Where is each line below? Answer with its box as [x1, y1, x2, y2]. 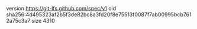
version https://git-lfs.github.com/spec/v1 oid [6, 5, 117, 12]
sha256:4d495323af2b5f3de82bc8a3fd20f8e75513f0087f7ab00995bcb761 [6, 11, 192, 18]
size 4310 [31, 17, 55, 24]
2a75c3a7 [6, 17, 31, 24]
